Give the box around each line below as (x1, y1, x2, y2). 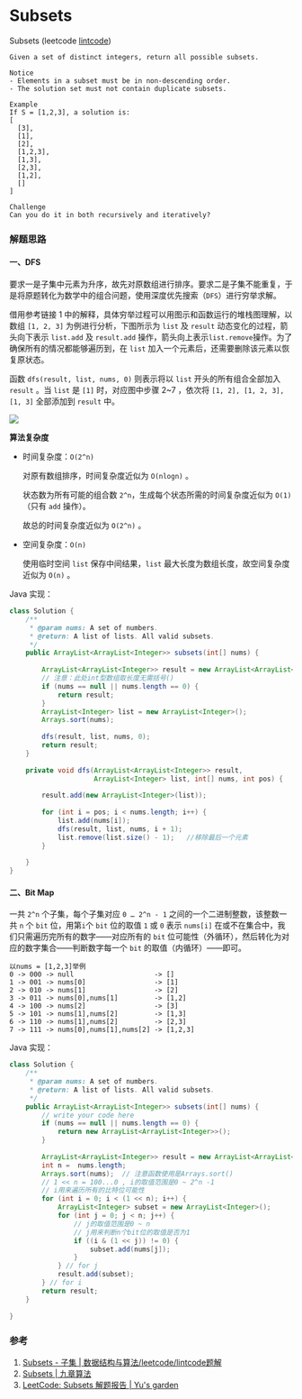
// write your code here (41, 1111, 135, 1120)
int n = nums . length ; (41, 1160, 127, 1170)
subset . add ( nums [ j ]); (89, 1245, 171, 1254)
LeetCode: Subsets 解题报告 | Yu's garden (22, 1379, 179, 1390)
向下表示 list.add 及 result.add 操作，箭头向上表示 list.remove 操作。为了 (16, 332, 293, 343)
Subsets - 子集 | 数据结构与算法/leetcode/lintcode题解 (22, 1357, 222, 1367)
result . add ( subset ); (57, 1270, 135, 1279)
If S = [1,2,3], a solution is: (9, 107, 130, 117)
